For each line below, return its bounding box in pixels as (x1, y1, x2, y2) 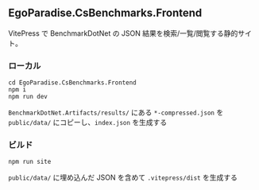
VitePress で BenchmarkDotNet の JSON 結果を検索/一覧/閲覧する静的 (8, 28, 238, 38)
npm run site (8, 158, 52, 166)
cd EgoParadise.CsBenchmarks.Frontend (8, 79, 137, 87)
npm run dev (8, 93, 48, 101)
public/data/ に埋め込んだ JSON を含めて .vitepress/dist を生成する (8, 173, 238, 182)
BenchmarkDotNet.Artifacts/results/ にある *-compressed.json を (8, 107, 224, 118)
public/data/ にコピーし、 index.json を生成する (8, 118, 168, 127)
